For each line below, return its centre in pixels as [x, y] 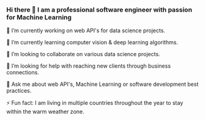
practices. [19, 91]
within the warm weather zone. [45, 111]
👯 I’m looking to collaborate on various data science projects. [83, 54]
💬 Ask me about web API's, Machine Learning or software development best [102, 84]
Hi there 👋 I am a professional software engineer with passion [99, 10]
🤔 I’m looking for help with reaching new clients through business [89, 66]
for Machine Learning [39, 17]
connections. [23, 72]
